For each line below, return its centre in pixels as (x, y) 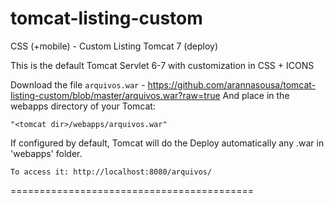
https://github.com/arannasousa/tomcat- (232, 84)
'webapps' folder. (46, 153)
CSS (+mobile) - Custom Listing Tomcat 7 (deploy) (114, 46)
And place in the (256, 95)
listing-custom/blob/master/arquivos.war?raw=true (115, 95)
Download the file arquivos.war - (78, 84)
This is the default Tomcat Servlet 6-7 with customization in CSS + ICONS (162, 65)
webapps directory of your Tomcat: (83, 106)
